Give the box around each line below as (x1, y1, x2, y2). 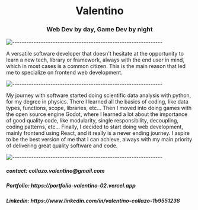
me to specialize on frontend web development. (6, 69, 123, 76)
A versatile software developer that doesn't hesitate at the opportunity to (6, 50, 184, 57)
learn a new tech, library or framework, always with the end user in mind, (6, 56, 185, 63)
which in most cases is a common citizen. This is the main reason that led (6, 63, 186, 70)
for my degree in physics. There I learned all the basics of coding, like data (6, 98, 189, 105)
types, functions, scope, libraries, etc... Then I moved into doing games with (6, 105, 192, 112)
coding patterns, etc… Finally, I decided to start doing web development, (6, 123, 184, 131)
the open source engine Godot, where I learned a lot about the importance (6, 111, 188, 118)
